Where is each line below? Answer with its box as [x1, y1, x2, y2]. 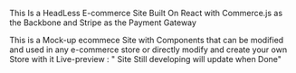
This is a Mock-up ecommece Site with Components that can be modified [9, 35, 284, 45]
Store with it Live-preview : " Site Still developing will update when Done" [9, 54, 282, 64]
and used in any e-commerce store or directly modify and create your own [9, 44, 288, 55]
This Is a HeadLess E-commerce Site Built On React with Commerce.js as [9, 8, 283, 18]
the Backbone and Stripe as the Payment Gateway [9, 17, 197, 28]
